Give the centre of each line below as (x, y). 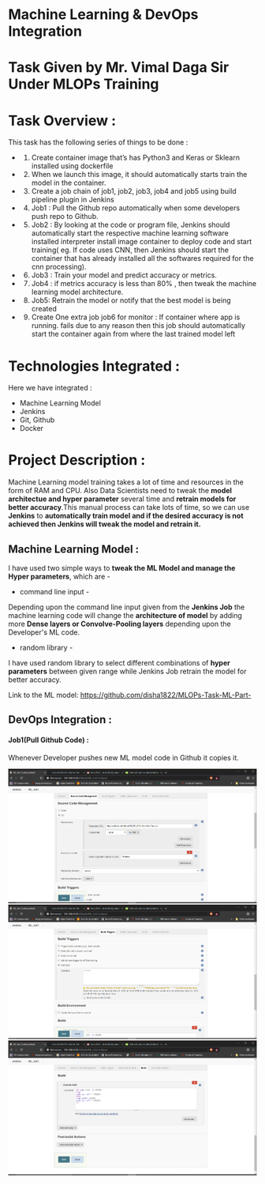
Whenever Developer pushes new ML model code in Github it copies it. (123, 757)
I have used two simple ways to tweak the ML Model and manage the (122, 568)
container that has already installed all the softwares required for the (142, 258)
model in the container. (69, 183)
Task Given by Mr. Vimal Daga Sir (119, 68)
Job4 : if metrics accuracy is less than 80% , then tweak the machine (144, 284)
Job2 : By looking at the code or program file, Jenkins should (131, 225)
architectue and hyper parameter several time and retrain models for (122, 499)
